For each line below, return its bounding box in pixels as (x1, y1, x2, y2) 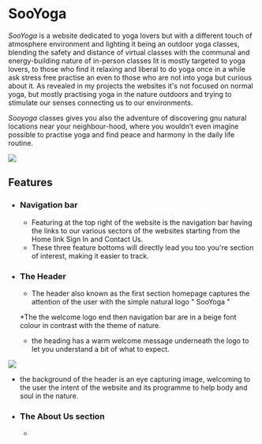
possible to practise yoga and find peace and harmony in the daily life (8, 129, 235, 139)
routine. (8, 138, 34, 147)
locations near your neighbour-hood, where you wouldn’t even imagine (8, 121, 239, 131)
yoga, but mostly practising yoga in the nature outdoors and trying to (8, 89, 232, 99)
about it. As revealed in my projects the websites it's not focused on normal (8, 80, 254, 91)
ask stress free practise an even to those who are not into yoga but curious (8, 73, 253, 82)
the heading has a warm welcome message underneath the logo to (31, 336, 249, 345)
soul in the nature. (19, 391, 79, 401)
